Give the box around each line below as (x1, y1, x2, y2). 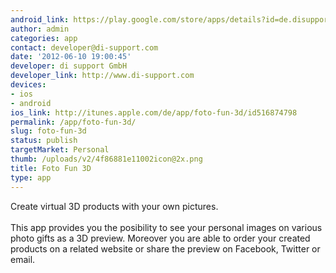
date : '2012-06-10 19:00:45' (10, 52, 132, 62)
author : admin (10, 24, 70, 34)
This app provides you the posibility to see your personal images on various (10, 221, 323, 233)
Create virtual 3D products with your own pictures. (10, 200, 219, 212)
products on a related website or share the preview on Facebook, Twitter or (10, 242, 321, 255)
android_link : (10, 14, 70, 25)
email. (10, 253, 36, 265)
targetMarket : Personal (10, 145, 110, 155)
